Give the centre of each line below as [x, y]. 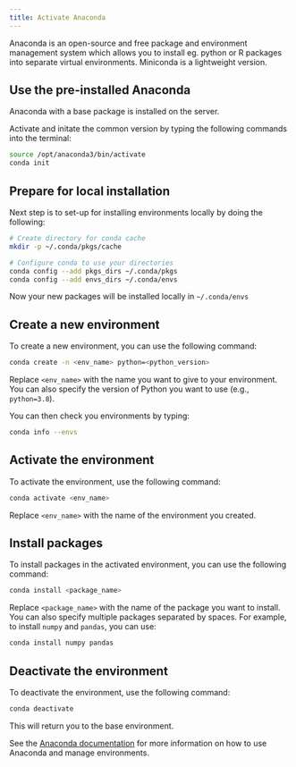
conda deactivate [42, 709]
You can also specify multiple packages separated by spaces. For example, [148, 617]
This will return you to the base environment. [92, 726]
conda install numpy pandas [62, 643]
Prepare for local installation [90, 191]
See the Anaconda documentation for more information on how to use [138, 743]
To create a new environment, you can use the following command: [133, 346]
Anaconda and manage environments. [80, 753]
